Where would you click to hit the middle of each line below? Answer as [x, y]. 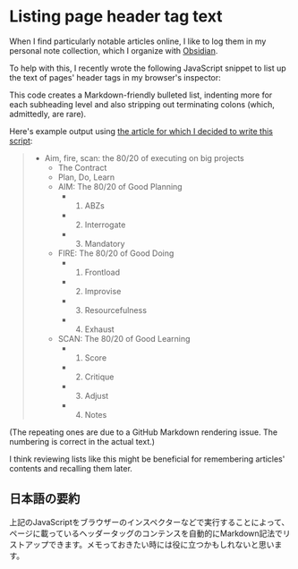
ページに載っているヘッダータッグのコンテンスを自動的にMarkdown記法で [146, 533]
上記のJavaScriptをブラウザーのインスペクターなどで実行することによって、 [149, 522]
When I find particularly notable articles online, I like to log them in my [138, 41]
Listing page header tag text [116, 17]
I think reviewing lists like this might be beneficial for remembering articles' [147, 459]
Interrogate [105, 225]
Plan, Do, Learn [86, 177]
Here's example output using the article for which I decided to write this [141, 131]
